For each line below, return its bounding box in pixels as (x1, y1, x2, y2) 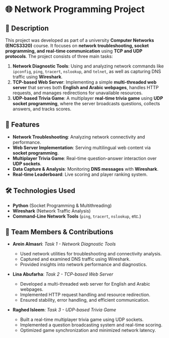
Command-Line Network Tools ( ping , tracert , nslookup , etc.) (12, 213, 141, 219)
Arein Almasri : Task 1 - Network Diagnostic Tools (12, 241, 116, 247)
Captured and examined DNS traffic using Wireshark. (20, 256, 131, 262)
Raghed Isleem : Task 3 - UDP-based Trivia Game (12, 307, 117, 313)
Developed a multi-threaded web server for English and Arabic (20, 281, 150, 287)
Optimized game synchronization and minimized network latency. (20, 327, 156, 333)
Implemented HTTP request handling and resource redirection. (20, 292, 150, 298)
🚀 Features (5, 120, 40, 129)
